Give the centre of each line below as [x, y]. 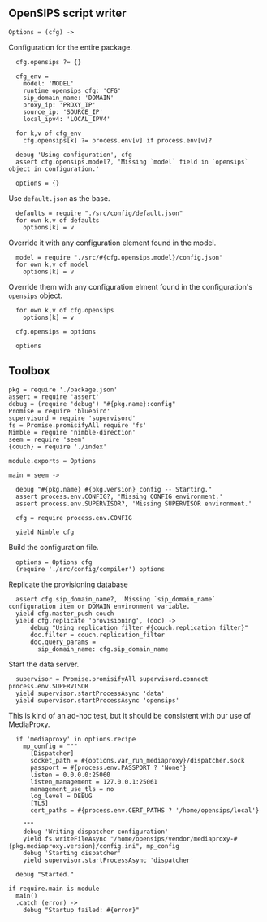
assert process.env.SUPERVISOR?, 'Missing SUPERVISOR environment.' [134, 504]
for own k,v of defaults [58, 220]
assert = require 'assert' [54, 397]
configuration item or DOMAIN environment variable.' [101, 606]
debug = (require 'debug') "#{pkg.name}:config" [92, 404]
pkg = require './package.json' [63, 390]
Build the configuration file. [54, 547]
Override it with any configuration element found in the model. [112, 243]
